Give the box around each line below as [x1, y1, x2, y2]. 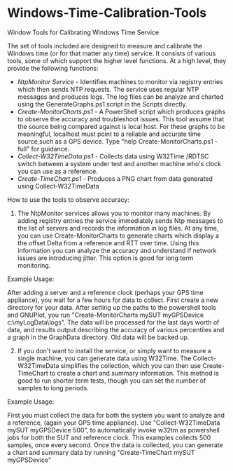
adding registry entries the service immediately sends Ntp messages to [17, 216, 224, 225]
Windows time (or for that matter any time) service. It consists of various [7, 49, 216, 57]
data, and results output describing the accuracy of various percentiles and [7, 325, 225, 334]
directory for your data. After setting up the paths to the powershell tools [7, 303, 217, 311]
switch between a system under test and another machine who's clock [17, 159, 222, 168]
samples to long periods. [17, 383, 90, 392]
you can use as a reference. [17, 167, 98, 175]
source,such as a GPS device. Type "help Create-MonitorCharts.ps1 [17, 137, 213, 145]
